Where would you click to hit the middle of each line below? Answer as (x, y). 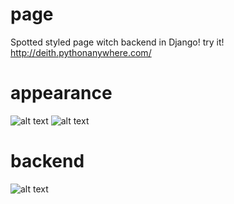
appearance (61, 93)
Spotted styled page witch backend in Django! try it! (117, 42)
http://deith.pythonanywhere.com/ (81, 52)
